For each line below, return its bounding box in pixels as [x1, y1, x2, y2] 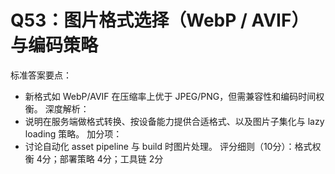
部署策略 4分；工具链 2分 [59, 152, 164, 165]
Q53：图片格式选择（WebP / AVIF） [10, 9, 310, 32]
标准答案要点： [10, 69, 72, 81]
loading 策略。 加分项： [24, 127, 123, 140]
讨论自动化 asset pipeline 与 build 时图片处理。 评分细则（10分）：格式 [24, 140, 313, 152]
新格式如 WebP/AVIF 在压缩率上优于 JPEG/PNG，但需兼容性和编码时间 [24, 90, 317, 102]
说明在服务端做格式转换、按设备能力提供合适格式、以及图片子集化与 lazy [24, 115, 325, 127]
